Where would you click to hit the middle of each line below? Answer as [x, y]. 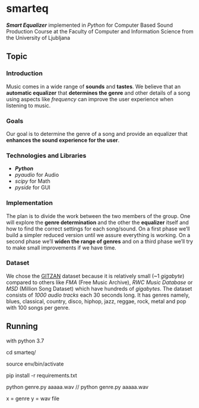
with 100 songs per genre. [38, 307]
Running [22, 326]
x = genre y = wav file [33, 398]
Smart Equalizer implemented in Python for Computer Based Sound [90, 25]
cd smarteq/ [21, 352]
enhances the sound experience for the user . [63, 140]
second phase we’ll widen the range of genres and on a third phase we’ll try [99, 241]
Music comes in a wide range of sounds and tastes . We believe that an [94, 86]
